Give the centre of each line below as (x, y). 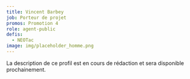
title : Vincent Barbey (35, 12)
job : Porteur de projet (37, 18)
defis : (15, 35)
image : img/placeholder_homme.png (50, 46)
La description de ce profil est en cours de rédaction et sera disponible (95, 63)
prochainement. (26, 69)
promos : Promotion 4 (33, 23)
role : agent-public (31, 29)
